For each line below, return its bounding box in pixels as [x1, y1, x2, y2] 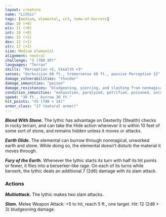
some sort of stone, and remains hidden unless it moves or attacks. [5, 128, 142, 133]
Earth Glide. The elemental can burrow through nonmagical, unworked [5, 137, 150, 143]
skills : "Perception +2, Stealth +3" [5, 67, 83, 72]
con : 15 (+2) [5, 35, 32, 40]
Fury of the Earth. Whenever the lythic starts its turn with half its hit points [5, 158, 157, 163]
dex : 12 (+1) [5, 40, 32, 44]
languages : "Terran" [5, 62, 48, 67]
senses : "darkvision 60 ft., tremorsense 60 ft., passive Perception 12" [5, 72, 161, 77]
